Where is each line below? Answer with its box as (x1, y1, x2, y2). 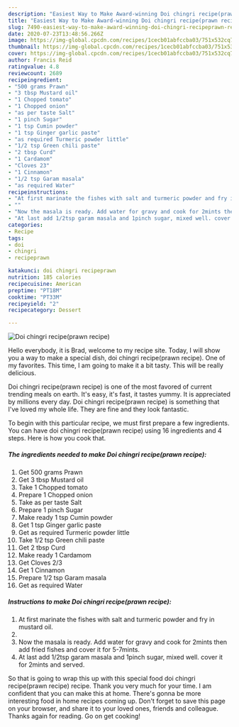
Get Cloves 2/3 (18, 558, 62, 567)
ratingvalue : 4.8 (8, 63, 60, 70)
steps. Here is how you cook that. (8, 434, 106, 443)
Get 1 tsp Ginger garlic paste (18, 521, 102, 529)
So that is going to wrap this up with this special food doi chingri (8, 675, 196, 683)
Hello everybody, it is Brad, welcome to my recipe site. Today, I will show (8, 346, 221, 355)
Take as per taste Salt (18, 498, 82, 507)
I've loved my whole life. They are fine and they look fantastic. (8, 405, 189, 414)
